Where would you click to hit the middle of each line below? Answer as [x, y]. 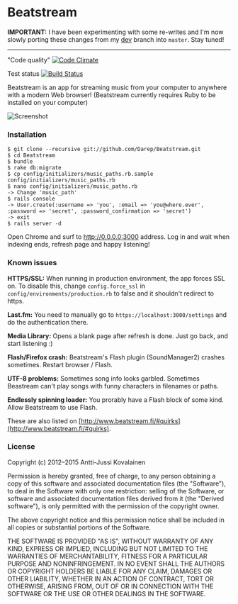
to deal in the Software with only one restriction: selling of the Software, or [116, 491]
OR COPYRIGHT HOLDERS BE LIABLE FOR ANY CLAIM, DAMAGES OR [110, 571]
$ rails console [31, 199]
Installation [27, 134]
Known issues [32, 263]
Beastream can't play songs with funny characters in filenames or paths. [113, 386]
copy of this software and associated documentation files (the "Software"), [117, 483]
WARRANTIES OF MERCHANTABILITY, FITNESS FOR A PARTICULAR [107, 556]
